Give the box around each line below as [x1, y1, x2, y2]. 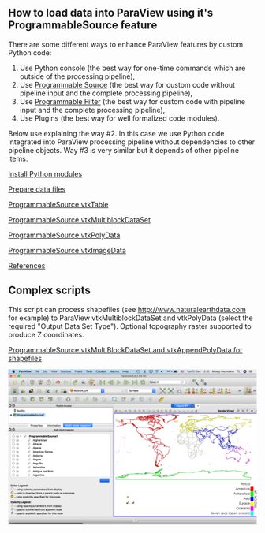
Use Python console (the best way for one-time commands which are [19, 63, 246, 73]
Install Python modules [8, 169, 83, 178]
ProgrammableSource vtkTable [8, 199, 109, 209]
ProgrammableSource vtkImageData [8, 245, 126, 255]
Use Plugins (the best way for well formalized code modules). [19, 114, 220, 123]
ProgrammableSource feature [8, 19, 158, 32]
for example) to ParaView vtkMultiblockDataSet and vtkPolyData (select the [8, 313, 254, 322]
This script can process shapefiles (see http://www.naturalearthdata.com [8, 304, 247, 314]
